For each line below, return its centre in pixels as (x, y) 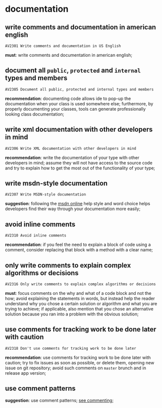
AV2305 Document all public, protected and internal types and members (79, 89)
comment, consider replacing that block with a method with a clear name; (79, 250)
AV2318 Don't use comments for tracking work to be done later (71, 348)
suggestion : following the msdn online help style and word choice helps (78, 204)
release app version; (26, 373)
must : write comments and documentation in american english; (69, 55)
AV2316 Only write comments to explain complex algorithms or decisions (81, 284)
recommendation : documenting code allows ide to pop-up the (68, 98)
